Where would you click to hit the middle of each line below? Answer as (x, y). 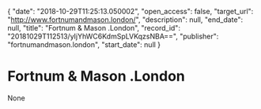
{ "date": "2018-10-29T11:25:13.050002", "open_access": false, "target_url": (130, 11)
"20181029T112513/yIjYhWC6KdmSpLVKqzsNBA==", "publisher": (113, 36)
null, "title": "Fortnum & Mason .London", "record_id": (94, 28)
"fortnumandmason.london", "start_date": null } (84, 45)
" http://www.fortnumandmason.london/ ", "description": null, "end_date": (125, 20)
